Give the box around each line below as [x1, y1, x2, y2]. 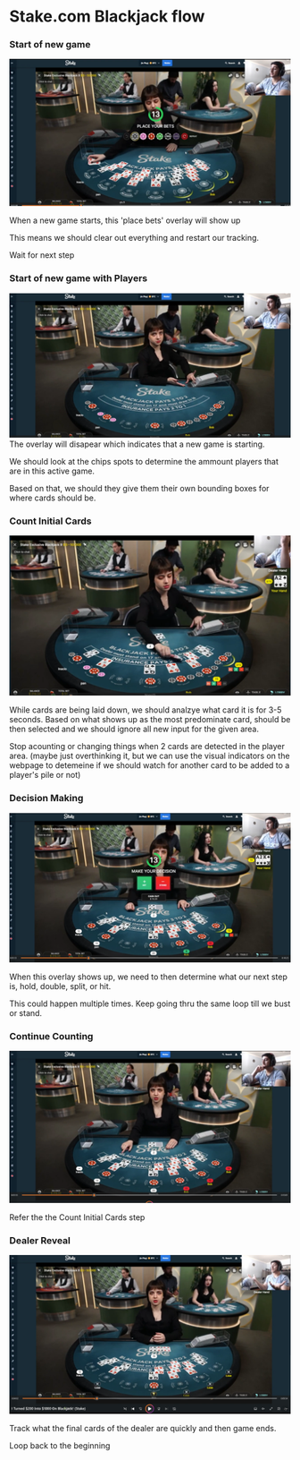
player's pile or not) [9, 770, 81, 781]
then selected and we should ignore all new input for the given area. [9, 723, 259, 735]
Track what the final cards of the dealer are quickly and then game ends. [9, 1422, 277, 1433]
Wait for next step [9, 250, 75, 260]
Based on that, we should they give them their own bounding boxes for [9, 483, 270, 493]
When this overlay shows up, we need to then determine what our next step [9, 971, 288, 982]
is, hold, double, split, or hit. [9, 980, 112, 991]
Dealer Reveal [9, 1234, 71, 1246]
